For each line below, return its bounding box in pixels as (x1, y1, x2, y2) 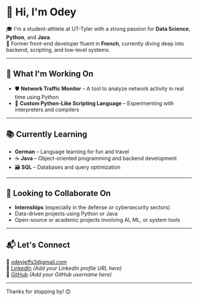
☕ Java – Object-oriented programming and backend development (14, 155, 177, 162)
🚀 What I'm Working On (6, 69, 94, 79)
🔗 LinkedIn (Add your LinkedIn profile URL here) (6, 265, 122, 272)
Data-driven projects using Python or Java (14, 210, 118, 217)
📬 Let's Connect (6, 240, 71, 250)
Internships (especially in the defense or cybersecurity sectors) (14, 204, 171, 211)
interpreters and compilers (14, 106, 80, 113)
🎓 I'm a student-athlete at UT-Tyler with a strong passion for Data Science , (6, 25, 190, 32)
